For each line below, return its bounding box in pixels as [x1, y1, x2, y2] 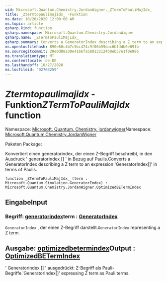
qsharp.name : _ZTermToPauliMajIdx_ [5, 35, 79, 40]
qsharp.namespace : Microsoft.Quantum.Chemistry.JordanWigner [5, 30, 135, 35]
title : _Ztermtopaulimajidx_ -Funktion [5, 12, 88, 17]
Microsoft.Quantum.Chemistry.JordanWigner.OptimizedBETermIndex [5, 185, 141, 190]
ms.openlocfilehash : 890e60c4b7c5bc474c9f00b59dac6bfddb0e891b [5, 44, 139, 49]
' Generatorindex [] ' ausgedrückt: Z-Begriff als [5, 265, 101, 271]
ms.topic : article [5, 21, 43, 26]
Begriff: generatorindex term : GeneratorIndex [5, 213, 118, 220]
